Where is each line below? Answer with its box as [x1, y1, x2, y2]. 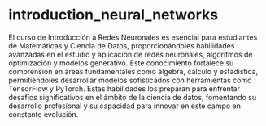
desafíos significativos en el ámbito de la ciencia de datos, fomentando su [8, 92, 257, 102]
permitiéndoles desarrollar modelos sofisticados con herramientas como [8, 75, 252, 85]
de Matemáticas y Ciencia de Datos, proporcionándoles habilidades [8, 40, 235, 50]
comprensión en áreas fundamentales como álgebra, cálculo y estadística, [8, 66, 259, 76]
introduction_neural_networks [8, 6, 218, 24]
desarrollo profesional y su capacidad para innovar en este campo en [8, 101, 242, 111]
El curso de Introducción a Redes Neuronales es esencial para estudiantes [8, 32, 258, 42]
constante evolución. [8, 109, 79, 119]
